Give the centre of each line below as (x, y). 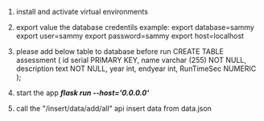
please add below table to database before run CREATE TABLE (120, 51)
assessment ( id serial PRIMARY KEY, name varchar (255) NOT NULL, (131, 60)
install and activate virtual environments (82, 12)
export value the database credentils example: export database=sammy (135, 27)
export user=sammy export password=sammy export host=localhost (130, 36)
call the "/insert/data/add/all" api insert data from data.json (113, 108)
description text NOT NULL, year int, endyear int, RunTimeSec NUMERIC (136, 69)
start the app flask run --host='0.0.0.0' (82, 93)
